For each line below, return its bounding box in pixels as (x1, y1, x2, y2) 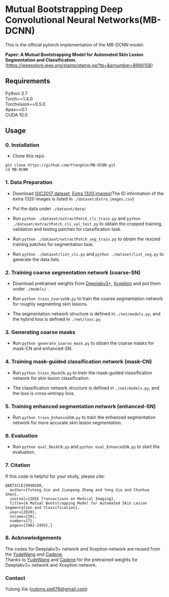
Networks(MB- (97, 14, 161, 26)
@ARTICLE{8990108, (5, 483, 44, 488)
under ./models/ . (12, 286, 49, 292)
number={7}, (10, 518, 35, 523)
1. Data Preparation (5, 179, 53, 186)
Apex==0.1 (5, 106, 27, 112)
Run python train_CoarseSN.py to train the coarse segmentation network (12, 295, 163, 302)
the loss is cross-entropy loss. (12, 390, 75, 396)
